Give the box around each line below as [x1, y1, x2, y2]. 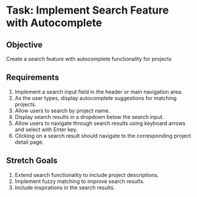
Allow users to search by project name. [14, 107, 111, 114]
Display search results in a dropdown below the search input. [14, 113, 164, 120]
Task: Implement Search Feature [6, 4, 169, 17]
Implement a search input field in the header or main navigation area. [14, 88, 183, 95]
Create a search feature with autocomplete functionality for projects [6, 56, 172, 62]
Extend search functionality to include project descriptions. [14, 171, 159, 178]
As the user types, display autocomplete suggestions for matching [14, 94, 177, 101]
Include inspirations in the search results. [14, 184, 115, 191]
